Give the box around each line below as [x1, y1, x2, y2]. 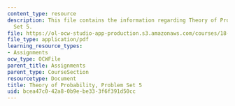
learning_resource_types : [7, 43, 83, 50]
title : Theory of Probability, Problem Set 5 [7, 82, 142, 89]
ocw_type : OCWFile [7, 56, 61, 63]
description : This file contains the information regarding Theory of [7, 17, 218, 24]
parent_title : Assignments [7, 62, 86, 69]
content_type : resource [7, 10, 77, 17]
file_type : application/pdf [7, 36, 90, 43]
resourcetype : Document [7, 75, 77, 82]
